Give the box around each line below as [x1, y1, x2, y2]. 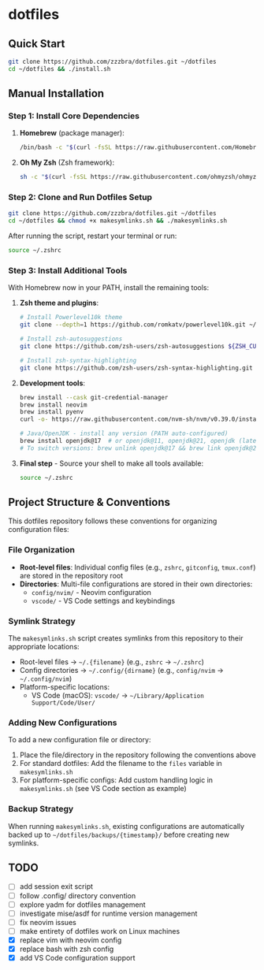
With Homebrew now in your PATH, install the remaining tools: [8, 283, 210, 292]
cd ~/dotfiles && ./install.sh [8, 65, 111, 72]
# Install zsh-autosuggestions [19, 335, 123, 344]
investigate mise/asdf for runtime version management [19, 909, 198, 918]
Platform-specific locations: [19, 682, 110, 692]
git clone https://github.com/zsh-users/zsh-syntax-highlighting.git [19, 364, 254, 372]
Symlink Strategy [8, 615, 76, 626]
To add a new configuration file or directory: [8, 735, 151, 745]
